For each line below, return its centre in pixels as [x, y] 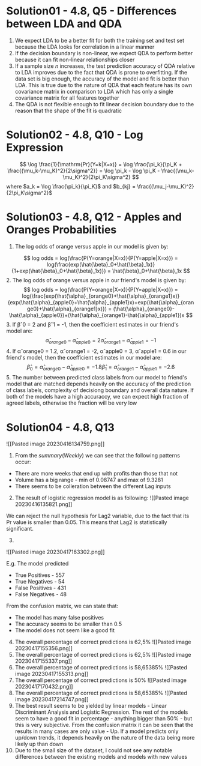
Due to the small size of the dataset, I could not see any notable [94, 750]
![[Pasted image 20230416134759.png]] [55, 444]
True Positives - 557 [40, 575]
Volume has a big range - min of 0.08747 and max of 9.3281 [89, 480]
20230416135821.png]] [43, 504]
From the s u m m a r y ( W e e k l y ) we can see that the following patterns [97, 456]
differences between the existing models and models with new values [101, 757]
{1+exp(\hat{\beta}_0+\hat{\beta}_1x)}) [59, 271]
